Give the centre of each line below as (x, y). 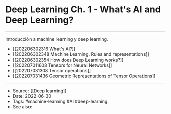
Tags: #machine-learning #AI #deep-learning (60, 101)
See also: (22, 107)
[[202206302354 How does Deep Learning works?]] (68, 60)
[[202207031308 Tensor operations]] (51, 70)
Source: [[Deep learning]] (39, 91)
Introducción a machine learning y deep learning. (57, 39)
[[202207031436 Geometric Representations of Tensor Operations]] (84, 76)
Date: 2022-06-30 (32, 96)
